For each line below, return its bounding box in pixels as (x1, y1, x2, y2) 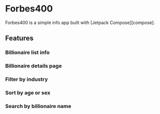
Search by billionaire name (5, 102, 72, 109)
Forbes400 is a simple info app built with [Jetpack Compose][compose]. (5, 19, 155, 25)
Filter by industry (5, 76, 48, 83)
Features (5, 34, 34, 42)
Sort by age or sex (5, 89, 51, 96)
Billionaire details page (5, 62, 62, 69)
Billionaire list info (5, 49, 50, 56)
